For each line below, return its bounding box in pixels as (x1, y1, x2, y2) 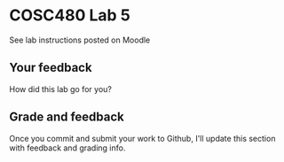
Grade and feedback (9, 110, 124, 125)
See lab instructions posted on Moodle (9, 35, 151, 45)
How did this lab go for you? (9, 83, 113, 94)
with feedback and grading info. (9, 143, 126, 153)
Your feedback (9, 60, 92, 75)
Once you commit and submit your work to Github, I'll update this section (9, 133, 276, 143)
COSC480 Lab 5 (9, 5, 130, 26)
